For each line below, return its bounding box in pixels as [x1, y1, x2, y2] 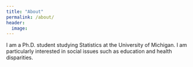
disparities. [6, 54, 34, 61]
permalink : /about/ [6, 14, 55, 20]
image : [11, 25, 28, 31]
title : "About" [6, 8, 44, 15]
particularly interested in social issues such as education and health [6, 48, 172, 55]
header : [6, 20, 26, 25]
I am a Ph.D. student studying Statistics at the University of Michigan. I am [6, 42, 187, 49]
